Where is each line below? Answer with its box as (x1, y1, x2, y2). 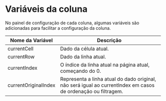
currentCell (7, 45, 34, 52)
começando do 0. (60, 67, 101, 74)
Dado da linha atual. (60, 53, 106, 60)
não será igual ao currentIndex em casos (60, 82, 155, 89)
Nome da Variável (10, 37, 53, 44)
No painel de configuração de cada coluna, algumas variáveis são (5, 20, 139, 26)
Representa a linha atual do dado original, (60, 75, 157, 82)
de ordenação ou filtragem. (60, 88, 124, 95)
